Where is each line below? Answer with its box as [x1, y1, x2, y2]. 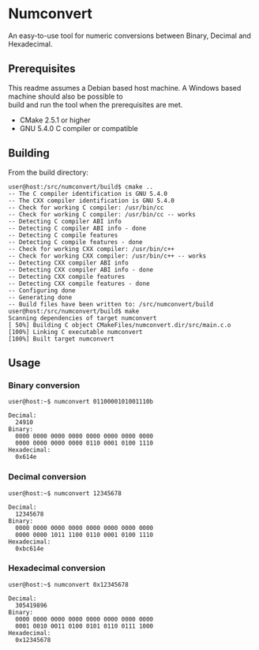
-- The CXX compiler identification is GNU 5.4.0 [8, 197, 175, 205]
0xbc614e [15, 544, 44, 553]
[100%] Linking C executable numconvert [8, 328, 144, 336]
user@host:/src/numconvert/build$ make [8, 307, 140, 315]
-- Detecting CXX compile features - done [8, 280, 150, 287]
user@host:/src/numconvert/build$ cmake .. [8, 182, 154, 190]
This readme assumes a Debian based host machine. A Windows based [8, 83, 242, 92]
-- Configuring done [8, 286, 77, 295]
